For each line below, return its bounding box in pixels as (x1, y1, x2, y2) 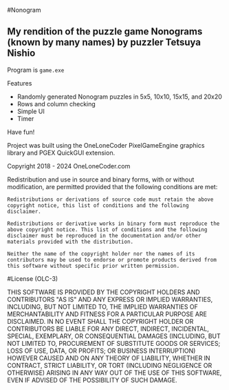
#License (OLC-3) (7, 274, 58, 282)
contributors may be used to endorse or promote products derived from (7, 256, 217, 263)
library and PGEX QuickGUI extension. (7, 148, 116, 157)
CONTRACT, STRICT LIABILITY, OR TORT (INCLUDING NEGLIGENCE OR (7, 361, 212, 369)
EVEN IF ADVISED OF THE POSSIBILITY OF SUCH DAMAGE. (7, 376, 177, 384)
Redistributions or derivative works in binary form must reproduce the (7, 220, 220, 227)
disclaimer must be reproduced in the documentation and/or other (7, 232, 201, 239)
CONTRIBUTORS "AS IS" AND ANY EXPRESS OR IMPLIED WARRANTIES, (7, 295, 213, 303)
